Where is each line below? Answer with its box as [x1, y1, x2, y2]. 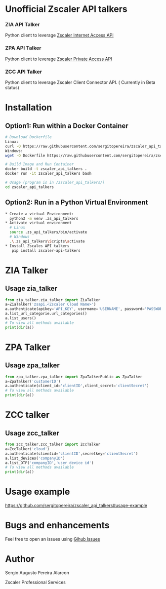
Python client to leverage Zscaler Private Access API [5, 56, 112, 62]
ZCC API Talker [5, 68, 42, 75]
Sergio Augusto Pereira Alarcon [5, 569, 69, 576]
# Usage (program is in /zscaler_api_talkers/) [5, 180, 105, 185]
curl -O [5, 144, 21, 149]
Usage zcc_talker [5, 429, 59, 437]
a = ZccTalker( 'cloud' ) [5, 446, 50, 451]
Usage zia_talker [5, 284, 58, 293]
